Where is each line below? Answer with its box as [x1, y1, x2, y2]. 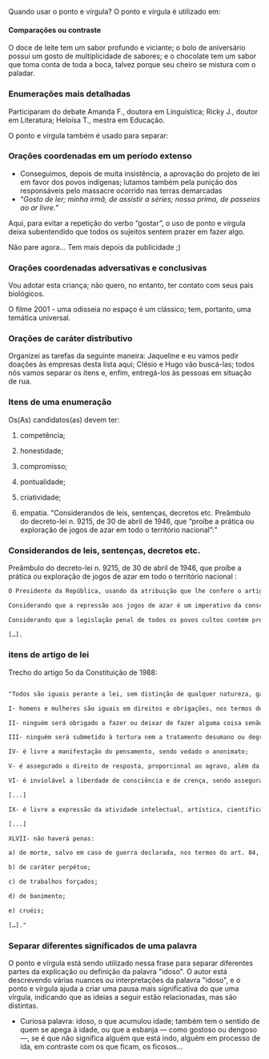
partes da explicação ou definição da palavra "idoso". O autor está [8, 966, 228, 976]
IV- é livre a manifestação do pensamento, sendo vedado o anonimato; [8, 748, 249, 756]
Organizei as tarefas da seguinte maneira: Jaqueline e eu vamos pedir [8, 351, 239, 361]
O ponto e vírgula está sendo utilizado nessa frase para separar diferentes [8, 958, 254, 968]
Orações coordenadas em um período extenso [8, 150, 192, 162]
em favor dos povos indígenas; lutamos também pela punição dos [19, 177, 238, 187]
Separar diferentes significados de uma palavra [8, 940, 198, 951]
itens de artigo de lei [8, 649, 90, 660]
